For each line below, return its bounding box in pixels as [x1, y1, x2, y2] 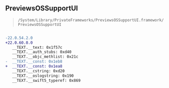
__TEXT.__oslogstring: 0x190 [12, 73, 74, 78]
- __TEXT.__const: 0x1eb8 [5, 59, 63, 64]
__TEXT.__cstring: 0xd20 [12, 68, 65, 73]
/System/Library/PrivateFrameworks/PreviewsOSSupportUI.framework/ [17, 17, 164, 22]
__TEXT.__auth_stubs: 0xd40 [12, 49, 72, 55]
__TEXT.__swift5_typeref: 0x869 [12, 78, 81, 83]
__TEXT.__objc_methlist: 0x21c [12, 54, 79, 60]
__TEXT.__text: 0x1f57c [12, 45, 63, 50]
